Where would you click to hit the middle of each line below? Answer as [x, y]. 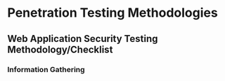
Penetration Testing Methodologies [112, 13]
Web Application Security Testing [83, 39]
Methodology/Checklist [60, 49]
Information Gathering [46, 69]
